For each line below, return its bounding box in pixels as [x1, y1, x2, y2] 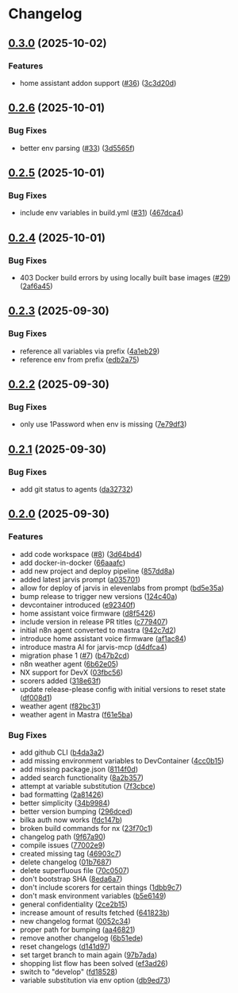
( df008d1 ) [19, 693, 53, 702]
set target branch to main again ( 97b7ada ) [19, 950, 157, 960]
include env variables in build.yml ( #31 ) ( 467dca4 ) [19, 208, 184, 218]
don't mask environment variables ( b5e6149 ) [19, 891, 167, 900]
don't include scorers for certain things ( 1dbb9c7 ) [19, 883, 182, 892]
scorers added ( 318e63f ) [19, 676, 102, 686]
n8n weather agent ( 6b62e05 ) [19, 659, 119, 668]
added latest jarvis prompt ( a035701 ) [19, 574, 141, 584]
